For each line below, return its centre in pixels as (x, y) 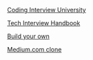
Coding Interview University (46, 10)
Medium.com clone (34, 49)
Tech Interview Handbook (44, 23)
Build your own (29, 36)
